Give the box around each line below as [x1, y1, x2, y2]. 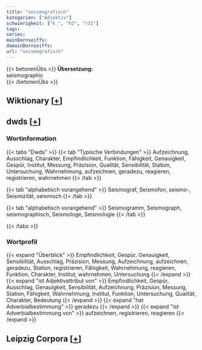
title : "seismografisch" [6, 9, 69, 15]
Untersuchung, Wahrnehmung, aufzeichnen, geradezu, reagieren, [6, 168, 171, 175]
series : [6, 32, 26, 38]
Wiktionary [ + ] [6, 95, 62, 106]
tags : [6, 26, 20, 32]
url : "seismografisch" [6, 49, 64, 55]
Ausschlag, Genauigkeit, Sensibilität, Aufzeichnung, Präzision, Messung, [6, 284, 187, 291]
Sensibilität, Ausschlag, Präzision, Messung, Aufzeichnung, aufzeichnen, [6, 258, 189, 265]
